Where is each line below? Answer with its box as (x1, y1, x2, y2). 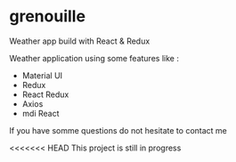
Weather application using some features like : (9, 53, 180, 63)
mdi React (21, 108, 60, 118)
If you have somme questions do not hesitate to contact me (9, 125, 227, 135)
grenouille (9, 6, 86, 27)
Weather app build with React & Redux (9, 36, 151, 46)
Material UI (21, 69, 63, 81)
